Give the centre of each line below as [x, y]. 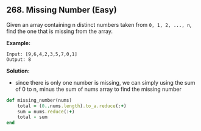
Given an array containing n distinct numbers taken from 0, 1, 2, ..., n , [99, 24]
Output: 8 [19, 59]
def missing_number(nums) [39, 100]
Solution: [18, 71]
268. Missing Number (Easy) [62, 10]
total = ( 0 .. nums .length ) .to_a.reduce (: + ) [72, 106]
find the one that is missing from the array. [59, 31]
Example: [19, 43]
